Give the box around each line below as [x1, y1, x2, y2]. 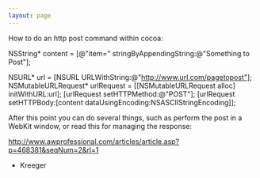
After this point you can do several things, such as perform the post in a [8, 112, 243, 123]
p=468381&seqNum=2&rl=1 [8, 145, 99, 154]
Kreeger [19, 160, 47, 170]
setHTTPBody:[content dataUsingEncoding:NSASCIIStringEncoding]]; [8, 97, 236, 107]
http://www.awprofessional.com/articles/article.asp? [8, 136, 180, 146]
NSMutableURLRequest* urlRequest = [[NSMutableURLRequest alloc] [8, 81, 236, 90]
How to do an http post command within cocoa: [8, 33, 164, 43]
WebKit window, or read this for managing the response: [8, 121, 193, 131]
